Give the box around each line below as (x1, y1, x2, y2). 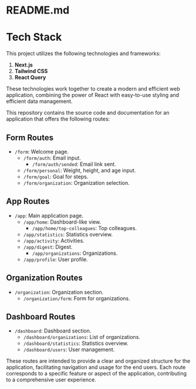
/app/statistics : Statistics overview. (23, 231, 113, 238)
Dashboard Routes (6, 311, 76, 321)
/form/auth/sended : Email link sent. (32, 160, 116, 168)
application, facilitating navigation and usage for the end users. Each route (6, 364, 186, 371)
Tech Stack (6, 31, 62, 44)
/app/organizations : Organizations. (32, 250, 118, 257)
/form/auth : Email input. (23, 154, 81, 161)
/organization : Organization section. (14, 288, 104, 295)
